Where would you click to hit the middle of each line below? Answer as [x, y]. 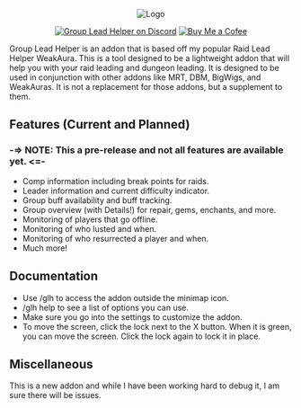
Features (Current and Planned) [100, 124]
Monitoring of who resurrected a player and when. [115, 238]
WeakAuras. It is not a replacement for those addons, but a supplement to [146, 87]
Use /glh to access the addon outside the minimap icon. [125, 297]
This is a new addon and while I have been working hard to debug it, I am [145, 386]
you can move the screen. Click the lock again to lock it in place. [141, 336]
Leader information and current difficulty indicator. [115, 191]
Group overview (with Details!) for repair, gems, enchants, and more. [149, 209]
